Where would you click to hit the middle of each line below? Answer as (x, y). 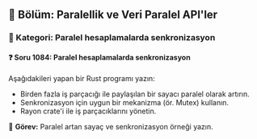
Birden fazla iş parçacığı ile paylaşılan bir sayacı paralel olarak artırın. (135, 94)
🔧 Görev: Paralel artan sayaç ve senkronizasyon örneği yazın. (111, 126)
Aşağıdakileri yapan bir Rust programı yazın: (82, 78)
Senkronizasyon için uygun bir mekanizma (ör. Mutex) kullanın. (124, 102)
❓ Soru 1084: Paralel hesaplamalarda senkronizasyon (100, 57)
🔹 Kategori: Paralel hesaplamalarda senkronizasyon (112, 38)
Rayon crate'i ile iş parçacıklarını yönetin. (88, 111)
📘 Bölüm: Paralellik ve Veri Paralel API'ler (113, 15)
